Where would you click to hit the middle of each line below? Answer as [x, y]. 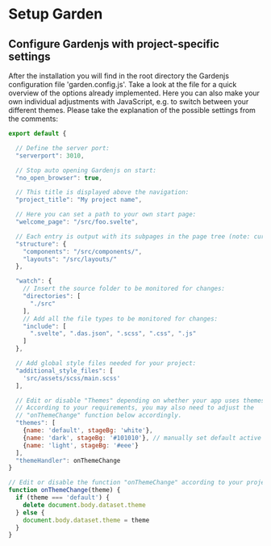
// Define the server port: [63, 148]
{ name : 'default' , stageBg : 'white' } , [88, 430]
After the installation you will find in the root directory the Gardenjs [119, 76]
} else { [30, 512]
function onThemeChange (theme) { [65, 490]
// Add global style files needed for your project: [106, 363]
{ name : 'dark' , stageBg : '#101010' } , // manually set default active [142, 438]
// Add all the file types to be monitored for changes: [121, 319]
